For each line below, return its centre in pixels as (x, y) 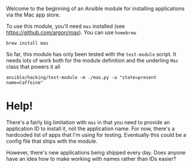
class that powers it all (33, 67)
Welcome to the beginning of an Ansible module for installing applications (95, 9)
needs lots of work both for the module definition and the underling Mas (92, 60)
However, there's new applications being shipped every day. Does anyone (96, 152)
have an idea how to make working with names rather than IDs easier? (91, 159)
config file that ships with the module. (52, 141)
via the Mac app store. (33, 15)
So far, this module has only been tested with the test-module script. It (91, 54)
